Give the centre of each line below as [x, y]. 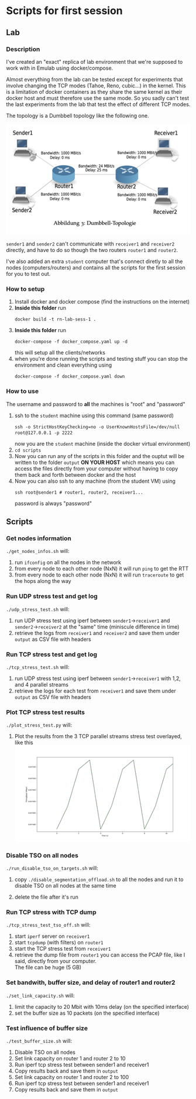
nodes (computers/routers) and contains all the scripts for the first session [96, 268]
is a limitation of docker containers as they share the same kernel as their [94, 91]
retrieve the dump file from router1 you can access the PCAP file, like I [100, 955]
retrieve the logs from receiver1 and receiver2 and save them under [97, 633]
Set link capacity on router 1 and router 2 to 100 [72, 1077]
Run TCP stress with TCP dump [51, 912]
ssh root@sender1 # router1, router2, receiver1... [79, 492]
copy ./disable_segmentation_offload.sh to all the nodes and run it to [99, 879]
